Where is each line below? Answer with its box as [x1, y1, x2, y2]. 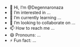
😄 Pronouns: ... [9, 32, 41, 38]
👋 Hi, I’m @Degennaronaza [9, 5, 64, 10]
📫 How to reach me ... [9, 25, 55, 31]
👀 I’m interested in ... [9, 10, 51, 15]
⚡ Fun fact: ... [9, 37, 36, 43]
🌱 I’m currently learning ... [9, 15, 62, 20]
